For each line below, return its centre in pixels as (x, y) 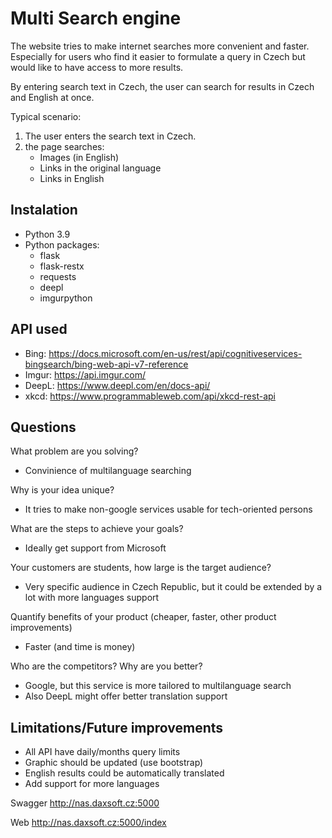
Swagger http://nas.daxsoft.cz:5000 (85, 803)
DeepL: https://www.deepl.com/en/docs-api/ (117, 385)
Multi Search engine (96, 18)
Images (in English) (79, 157)
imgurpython (66, 298)
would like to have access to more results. (97, 67)
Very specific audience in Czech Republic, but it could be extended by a (173, 587)
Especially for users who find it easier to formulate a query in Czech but (158, 56)
